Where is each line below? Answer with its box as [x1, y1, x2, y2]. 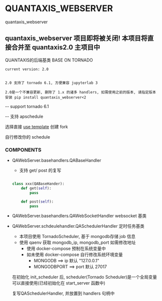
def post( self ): [21, 199, 54, 204]
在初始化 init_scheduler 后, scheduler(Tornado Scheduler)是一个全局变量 [12, 274, 157, 280]
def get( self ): [21, 186, 52, 190]
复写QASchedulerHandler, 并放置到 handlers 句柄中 [12, 290, 115, 296]
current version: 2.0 [5, 66, 49, 72]
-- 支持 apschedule [5, 113, 44, 119]
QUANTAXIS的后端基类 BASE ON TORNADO [5, 57, 93, 63]
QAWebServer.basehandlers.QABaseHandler [12, 158, 101, 163]
